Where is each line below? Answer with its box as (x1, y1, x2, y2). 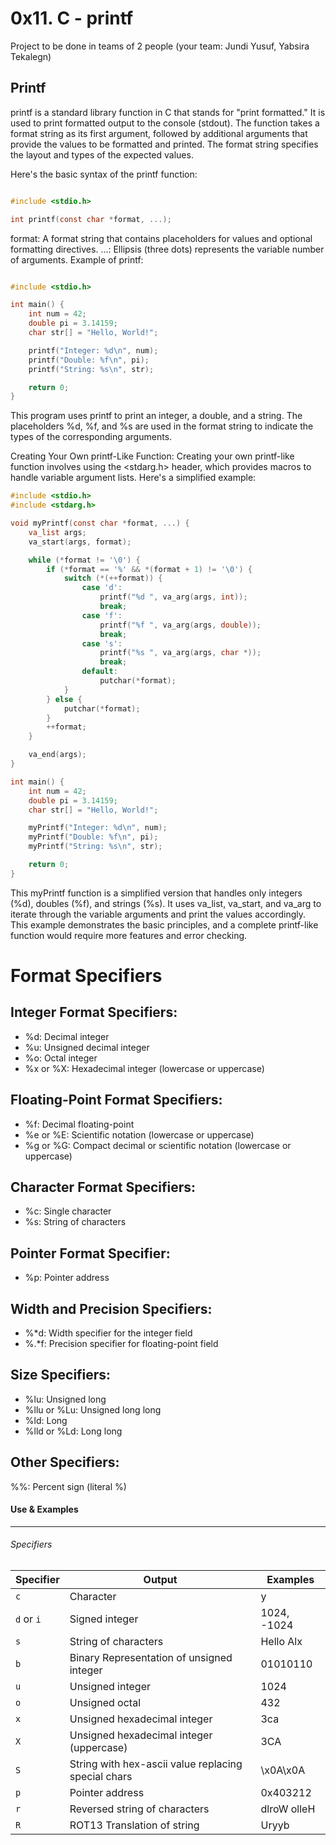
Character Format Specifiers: (10, 1178, 197, 1196)
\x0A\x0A (260, 1763, 306, 1777)
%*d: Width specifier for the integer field (24, 1327, 193, 1339)
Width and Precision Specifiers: (10, 1300, 213, 1317)
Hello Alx (260, 1635, 303, 1649)
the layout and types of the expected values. (10, 148, 194, 161)
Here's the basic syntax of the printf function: (10, 168, 198, 180)
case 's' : (81, 638, 123, 649)
